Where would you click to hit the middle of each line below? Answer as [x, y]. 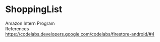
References [17, 28]
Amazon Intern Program [30, 23]
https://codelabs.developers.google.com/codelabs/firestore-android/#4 [80, 34]
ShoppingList [34, 9]
